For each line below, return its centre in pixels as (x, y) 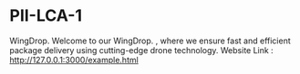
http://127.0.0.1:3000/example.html (74, 60)
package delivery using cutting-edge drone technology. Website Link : (141, 50)
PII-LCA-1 (46, 16)
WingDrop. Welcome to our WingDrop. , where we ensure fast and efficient (150, 41)
